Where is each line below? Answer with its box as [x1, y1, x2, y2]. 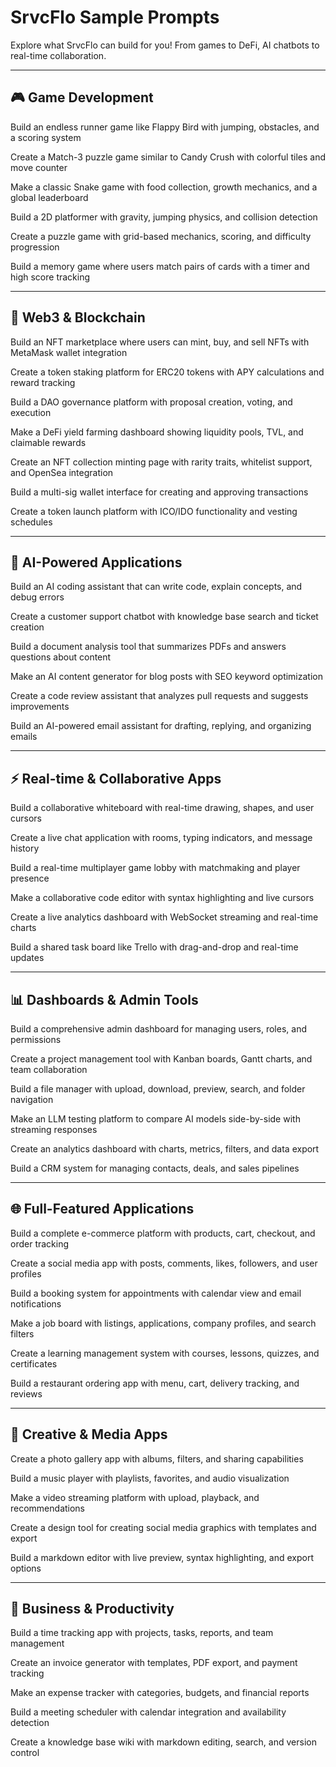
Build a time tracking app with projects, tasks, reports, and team [10, 1627, 274, 1639]
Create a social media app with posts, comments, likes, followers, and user [10, 1257, 318, 1269]
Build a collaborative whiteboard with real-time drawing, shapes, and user [10, 802, 315, 814]
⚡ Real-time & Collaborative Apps [10, 770, 222, 787]
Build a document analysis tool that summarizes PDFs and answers [10, 641, 287, 653]
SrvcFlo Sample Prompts [10, 6, 220, 29]
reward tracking [10, 376, 76, 388]
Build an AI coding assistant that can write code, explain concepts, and [10, 581, 303, 593]
